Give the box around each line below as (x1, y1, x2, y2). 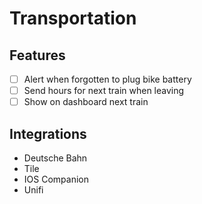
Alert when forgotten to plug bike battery (23, 73, 192, 85)
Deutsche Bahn (23, 152, 88, 164)
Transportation (9, 7, 137, 30)
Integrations (9, 125, 87, 142)
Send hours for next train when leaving (23, 85, 185, 97)
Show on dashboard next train (23, 96, 149, 108)
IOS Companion (23, 173, 89, 185)
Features (9, 47, 66, 64)
